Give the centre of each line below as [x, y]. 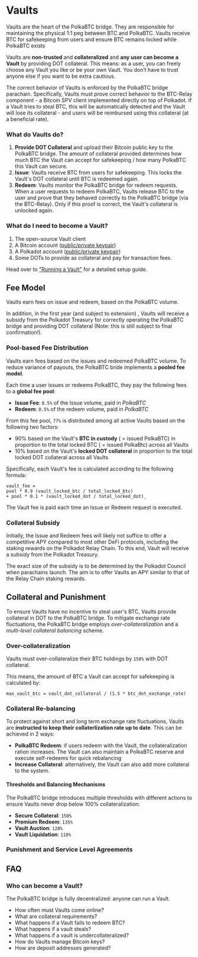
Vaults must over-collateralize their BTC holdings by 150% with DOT [87, 659]
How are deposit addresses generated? [63, 948]
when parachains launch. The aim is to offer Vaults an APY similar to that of [98, 572]
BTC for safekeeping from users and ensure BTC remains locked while [92, 39]
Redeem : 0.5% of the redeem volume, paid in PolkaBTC [82, 409]
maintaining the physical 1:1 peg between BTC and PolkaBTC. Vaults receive [98, 33]
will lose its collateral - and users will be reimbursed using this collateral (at [98, 113]
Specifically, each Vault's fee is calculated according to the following [90, 469]
